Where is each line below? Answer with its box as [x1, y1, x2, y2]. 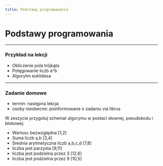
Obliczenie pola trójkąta [12, 62, 60, 68]
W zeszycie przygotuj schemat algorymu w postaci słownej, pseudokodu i [5, 115, 153, 121]
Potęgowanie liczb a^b [12, 68, 57, 74]
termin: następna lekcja [12, 101, 59, 107]
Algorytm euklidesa [12, 73, 51, 78]
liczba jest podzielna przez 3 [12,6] [12, 150, 82, 156]
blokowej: [5, 120, 24, 127]
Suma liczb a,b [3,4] [12, 135, 52, 141]
